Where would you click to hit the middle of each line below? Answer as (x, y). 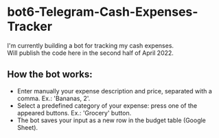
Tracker (30, 26)
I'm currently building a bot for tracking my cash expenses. (90, 45)
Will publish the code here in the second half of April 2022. (90, 53)
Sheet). (27, 127)
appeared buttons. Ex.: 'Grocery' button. (74, 113)
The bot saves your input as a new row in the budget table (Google (111, 120)
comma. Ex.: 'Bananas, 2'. (54, 98)
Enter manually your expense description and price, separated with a (115, 91)
